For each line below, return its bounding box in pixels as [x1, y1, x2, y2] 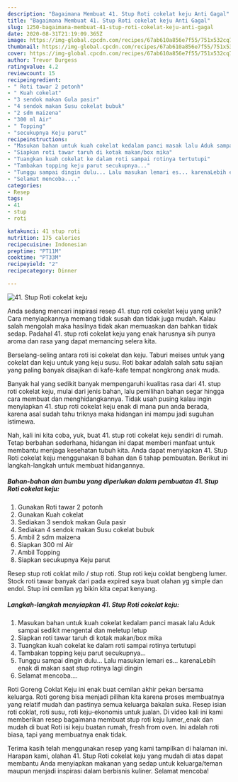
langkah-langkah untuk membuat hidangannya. [7, 461, 145, 469]
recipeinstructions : [7, 136, 69, 143]
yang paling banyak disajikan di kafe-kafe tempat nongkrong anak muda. [7, 365, 220, 374]
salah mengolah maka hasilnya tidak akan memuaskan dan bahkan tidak [7, 321, 218, 330]
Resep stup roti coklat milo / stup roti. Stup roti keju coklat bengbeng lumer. [7, 569, 227, 578]
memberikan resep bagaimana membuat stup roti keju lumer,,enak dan [7, 715, 214, 724]
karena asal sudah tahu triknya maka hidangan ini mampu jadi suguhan [7, 409, 215, 418]
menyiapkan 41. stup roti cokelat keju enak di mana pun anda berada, [7, 402, 210, 410]
